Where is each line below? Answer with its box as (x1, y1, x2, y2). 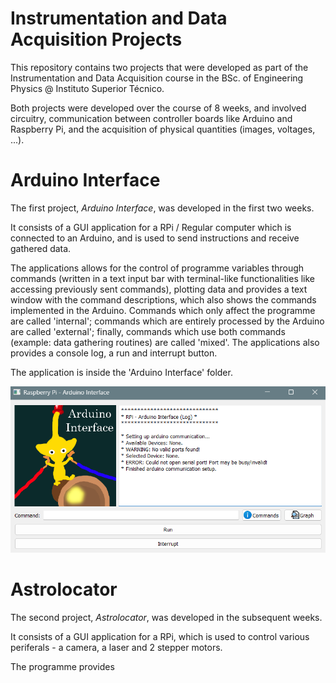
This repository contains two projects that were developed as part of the (10, 61, 309, 73)
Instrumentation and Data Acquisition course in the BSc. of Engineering (10, 72, 304, 84)
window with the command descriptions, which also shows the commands (10, 293, 317, 306)
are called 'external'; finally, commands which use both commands (10, 325, 286, 337)
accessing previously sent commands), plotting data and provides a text (10, 283, 308, 295)
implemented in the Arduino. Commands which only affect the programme (10, 304, 316, 316)
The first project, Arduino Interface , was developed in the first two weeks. (10, 202, 315, 214)
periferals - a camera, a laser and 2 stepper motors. (10, 642, 223, 654)
